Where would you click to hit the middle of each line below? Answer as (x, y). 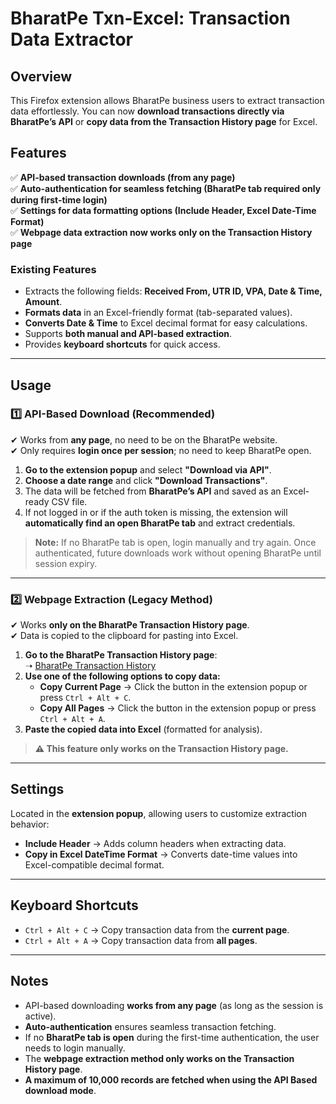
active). (40, 1016)
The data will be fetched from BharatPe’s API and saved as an (153, 491)
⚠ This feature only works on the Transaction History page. (161, 749)
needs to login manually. (75, 1048)
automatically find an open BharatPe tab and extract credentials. (160, 523)
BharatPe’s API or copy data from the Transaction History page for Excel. (164, 121)
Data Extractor (71, 39)
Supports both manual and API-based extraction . (128, 334)
